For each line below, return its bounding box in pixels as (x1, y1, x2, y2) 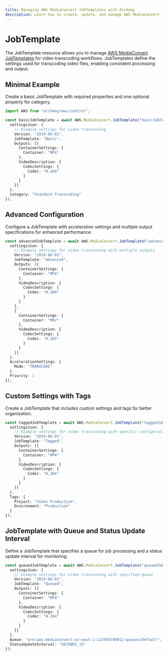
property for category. (5, 99, 51, 105)
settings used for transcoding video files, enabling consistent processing (5, 60, 155, 66)
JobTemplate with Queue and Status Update (5, 527, 145, 535)
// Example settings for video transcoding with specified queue (14, 572, 153, 577)
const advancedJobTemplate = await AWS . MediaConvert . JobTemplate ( (5, 238, 146, 244)
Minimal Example (5, 80, 60, 89)
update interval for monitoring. (5, 553, 68, 559)
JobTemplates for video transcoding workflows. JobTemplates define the (5, 55, 156, 61)
